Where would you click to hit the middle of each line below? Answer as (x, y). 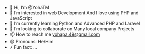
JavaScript (21, 18)
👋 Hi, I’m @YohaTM (30, 8)
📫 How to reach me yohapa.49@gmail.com (55, 34)
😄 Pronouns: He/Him (32, 41)
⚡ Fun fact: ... (23, 47)
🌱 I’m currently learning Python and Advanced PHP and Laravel (75, 23)
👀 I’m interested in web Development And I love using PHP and (74, 13)
